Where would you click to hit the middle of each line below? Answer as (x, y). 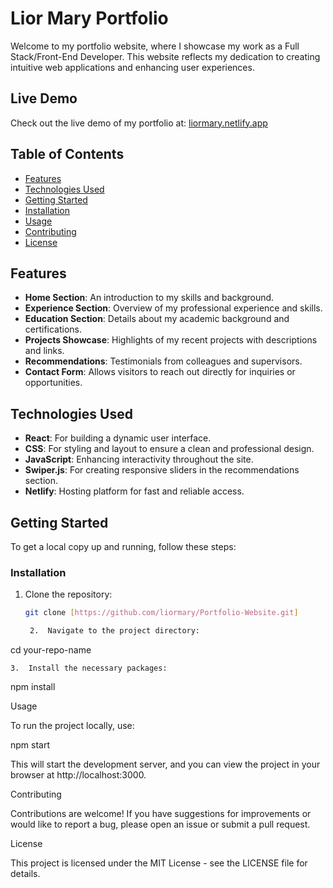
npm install (33, 687)
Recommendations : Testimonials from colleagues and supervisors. (163, 361)
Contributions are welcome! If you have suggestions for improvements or (161, 814)
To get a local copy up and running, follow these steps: (123, 546)
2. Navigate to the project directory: (115, 631)
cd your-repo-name (51, 650)
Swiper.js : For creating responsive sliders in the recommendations (162, 470)
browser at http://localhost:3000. (78, 775)
